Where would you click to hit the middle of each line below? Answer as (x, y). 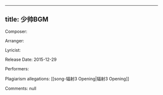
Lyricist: (13, 50)
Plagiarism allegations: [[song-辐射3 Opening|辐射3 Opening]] (67, 79)
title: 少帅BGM (27, 20)
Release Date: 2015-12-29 (31, 59)
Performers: (17, 68)
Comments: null (21, 88)
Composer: (16, 31)
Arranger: (15, 41)
